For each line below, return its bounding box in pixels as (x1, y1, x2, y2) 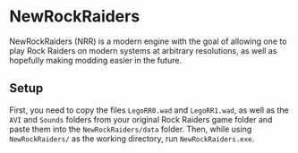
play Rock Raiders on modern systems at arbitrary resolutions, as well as (9, 45, 277, 55)
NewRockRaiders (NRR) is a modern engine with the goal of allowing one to (9, 36, 287, 47)
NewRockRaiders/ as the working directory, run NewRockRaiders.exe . (9, 132, 255, 144)
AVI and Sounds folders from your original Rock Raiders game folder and (9, 114, 273, 124)
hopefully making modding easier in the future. (9, 55, 182, 65)
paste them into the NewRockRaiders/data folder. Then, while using (9, 123, 252, 134)
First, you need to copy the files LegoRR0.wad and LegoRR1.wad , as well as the (9, 105, 289, 115)
